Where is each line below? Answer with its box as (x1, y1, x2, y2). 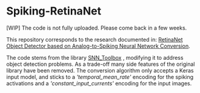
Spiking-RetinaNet (6, 4, 102, 18)
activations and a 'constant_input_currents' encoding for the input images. (6, 80, 192, 87)
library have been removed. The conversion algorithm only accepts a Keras (6, 66, 194, 74)
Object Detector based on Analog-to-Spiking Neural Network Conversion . (6, 42, 191, 50)
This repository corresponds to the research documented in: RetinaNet (6, 36, 183, 43)
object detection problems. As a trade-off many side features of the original (6, 60, 195, 68)
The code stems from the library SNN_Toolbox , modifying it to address (6, 54, 184, 61)
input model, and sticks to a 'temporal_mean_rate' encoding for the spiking (6, 73, 194, 80)
